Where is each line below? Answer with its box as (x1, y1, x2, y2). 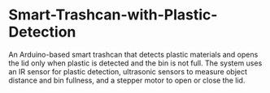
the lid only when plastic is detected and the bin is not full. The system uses (8, 58, 263, 68)
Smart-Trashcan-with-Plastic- (8, 6, 218, 24)
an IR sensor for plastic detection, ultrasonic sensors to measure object (8, 66, 248, 76)
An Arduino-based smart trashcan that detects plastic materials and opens (8, 49, 259, 59)
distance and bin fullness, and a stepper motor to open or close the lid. (8, 75, 246, 85)
